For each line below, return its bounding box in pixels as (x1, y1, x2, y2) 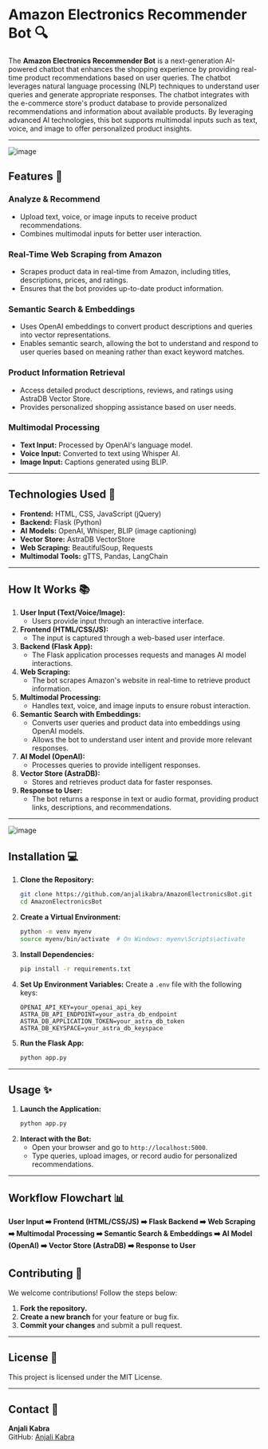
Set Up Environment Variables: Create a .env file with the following (19, 979, 242, 989)
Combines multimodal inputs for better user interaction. (19, 229, 202, 238)
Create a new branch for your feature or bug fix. (19, 1312, 179, 1321)
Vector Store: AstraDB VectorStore (19, 534, 136, 544)
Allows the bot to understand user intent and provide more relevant (31, 735, 253, 745)
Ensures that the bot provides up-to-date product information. (19, 283, 224, 293)
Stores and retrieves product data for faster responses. (31, 778, 213, 787)
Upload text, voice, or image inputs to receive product (19, 211, 198, 221)
